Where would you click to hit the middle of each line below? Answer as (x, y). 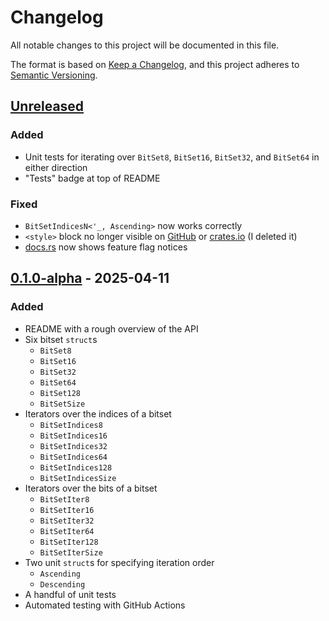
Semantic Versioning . (54, 75)
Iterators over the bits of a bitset (91, 488)
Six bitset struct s (61, 339)
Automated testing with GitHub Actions (105, 605)
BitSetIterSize (71, 552)
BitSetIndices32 (73, 446)
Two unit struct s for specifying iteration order (119, 562)
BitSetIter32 (67, 521)
